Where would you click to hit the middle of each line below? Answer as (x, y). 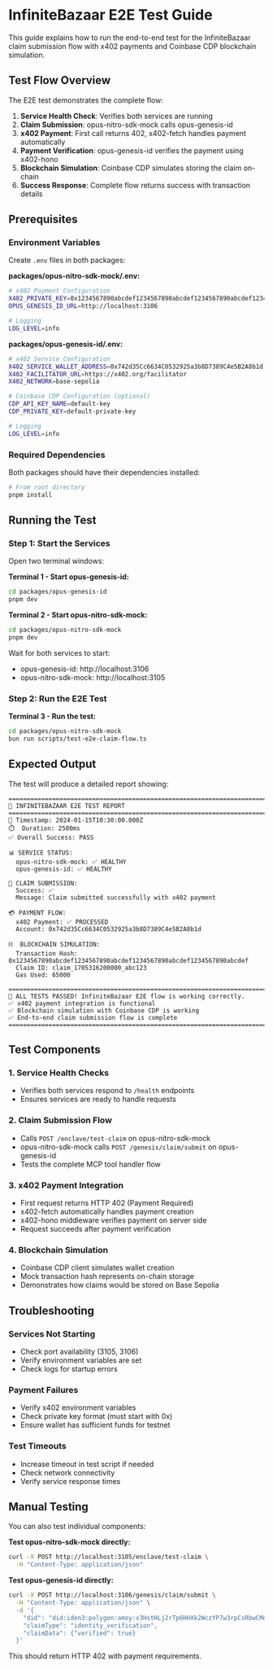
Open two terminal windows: (56, 561)
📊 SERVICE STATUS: (41, 853)
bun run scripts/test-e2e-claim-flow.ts (78, 739)
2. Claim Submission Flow (60, 1120)
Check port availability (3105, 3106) (79, 1352)
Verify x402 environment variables (78, 1408)
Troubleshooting (52, 1310)
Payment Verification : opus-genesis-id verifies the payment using (132, 150)
